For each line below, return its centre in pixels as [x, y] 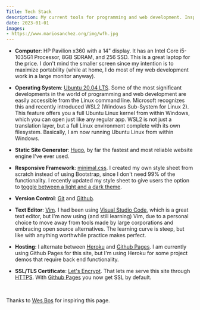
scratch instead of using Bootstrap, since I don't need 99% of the [95, 174]
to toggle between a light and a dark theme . [68, 187]
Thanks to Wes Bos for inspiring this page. [58, 300]
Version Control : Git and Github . [54, 199]
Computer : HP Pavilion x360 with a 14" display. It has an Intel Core [96, 51]
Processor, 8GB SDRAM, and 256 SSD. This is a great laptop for [112, 57]
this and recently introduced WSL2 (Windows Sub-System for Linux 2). [102, 107]
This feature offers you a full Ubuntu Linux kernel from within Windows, [102, 113]
